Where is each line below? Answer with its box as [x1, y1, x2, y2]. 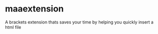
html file [5, 24, 21, 30]
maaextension [5, 3, 64, 14]
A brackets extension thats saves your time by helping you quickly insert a [5, 19, 154, 25]
